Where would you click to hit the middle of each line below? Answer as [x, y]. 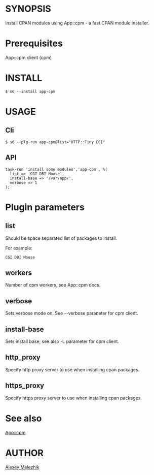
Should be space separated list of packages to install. [61, 238]
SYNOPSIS [28, 9]
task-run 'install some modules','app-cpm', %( [56, 169]
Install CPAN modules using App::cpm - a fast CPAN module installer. [77, 23]
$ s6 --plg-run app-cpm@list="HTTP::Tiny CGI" [55, 142]
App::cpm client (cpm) [29, 57]
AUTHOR [25, 453]
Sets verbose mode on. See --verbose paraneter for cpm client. [72, 313]
